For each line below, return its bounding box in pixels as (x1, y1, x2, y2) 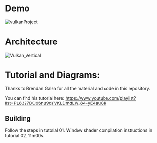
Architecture (5, 36, 58, 47)
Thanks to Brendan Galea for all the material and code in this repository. (5, 85, 151, 91)
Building (5, 114, 31, 123)
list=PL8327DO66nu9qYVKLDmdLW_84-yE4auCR (5, 100, 107, 106)
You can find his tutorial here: (5, 95, 65, 101)
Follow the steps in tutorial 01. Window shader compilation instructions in (5, 127, 153, 133)
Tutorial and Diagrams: (5, 69, 100, 81)
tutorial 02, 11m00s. (5, 132, 45, 138)
